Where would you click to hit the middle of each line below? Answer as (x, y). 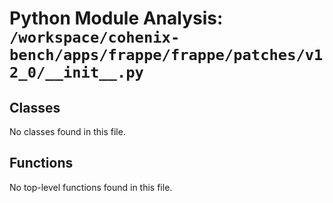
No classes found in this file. (67, 131)
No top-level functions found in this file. (91, 187)
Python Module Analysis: (116, 18)
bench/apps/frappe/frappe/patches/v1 (166, 55)
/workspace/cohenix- (95, 37)
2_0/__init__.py (76, 72)
